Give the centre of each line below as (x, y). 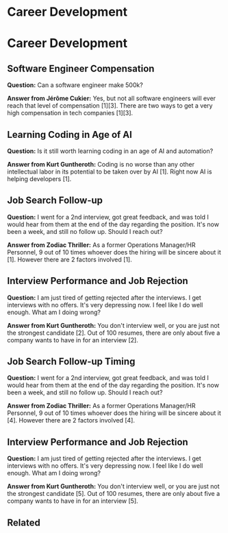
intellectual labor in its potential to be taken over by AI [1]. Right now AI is (110, 171)
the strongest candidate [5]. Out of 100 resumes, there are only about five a (114, 494)
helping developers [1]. (39, 179)
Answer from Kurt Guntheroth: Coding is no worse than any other (101, 164)
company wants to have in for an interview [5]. (73, 501)
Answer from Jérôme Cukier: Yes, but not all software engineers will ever (112, 98)
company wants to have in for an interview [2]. (73, 340)
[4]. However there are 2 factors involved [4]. (71, 421)
